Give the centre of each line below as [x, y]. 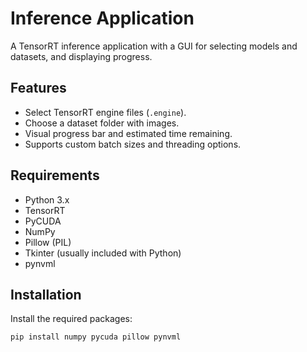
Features [38, 88]
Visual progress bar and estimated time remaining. [128, 133]
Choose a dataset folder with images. [102, 123]
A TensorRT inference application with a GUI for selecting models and [154, 46]
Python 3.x [47, 199]
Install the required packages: [71, 319]
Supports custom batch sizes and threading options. [133, 144]
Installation [46, 294]
